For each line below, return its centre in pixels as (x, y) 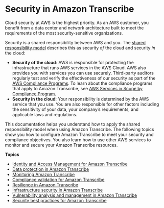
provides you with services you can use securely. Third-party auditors (83, 73)
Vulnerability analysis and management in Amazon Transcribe (74, 195)
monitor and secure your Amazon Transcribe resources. (61, 145)
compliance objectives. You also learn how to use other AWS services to (78, 140)
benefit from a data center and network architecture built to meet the (74, 27)
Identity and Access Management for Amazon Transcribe (70, 164)
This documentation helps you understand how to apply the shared (73, 124)
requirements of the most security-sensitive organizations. (64, 33)
